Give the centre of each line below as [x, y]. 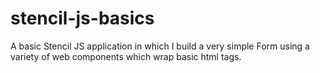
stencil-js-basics [82, 18]
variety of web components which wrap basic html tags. [126, 56]
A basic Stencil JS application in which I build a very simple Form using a [160, 46]
